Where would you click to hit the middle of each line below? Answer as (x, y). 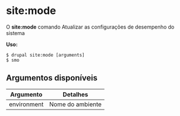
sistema (15, 33)
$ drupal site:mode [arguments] (45, 55)
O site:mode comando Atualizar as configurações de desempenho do (90, 27)
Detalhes (76, 94)
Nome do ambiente (76, 104)
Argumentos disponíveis (52, 78)
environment (26, 104)
